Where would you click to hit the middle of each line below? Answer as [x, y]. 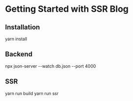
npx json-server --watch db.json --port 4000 [51, 66]
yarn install [16, 39]
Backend [19, 54]
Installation [22, 27]
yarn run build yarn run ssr [32, 93]
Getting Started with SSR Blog [67, 9]
